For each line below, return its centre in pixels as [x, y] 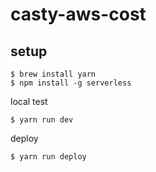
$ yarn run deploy [48, 157]
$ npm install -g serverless [71, 83]
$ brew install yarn [53, 74]
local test [29, 101]
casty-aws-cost [78, 14]
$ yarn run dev [42, 120]
